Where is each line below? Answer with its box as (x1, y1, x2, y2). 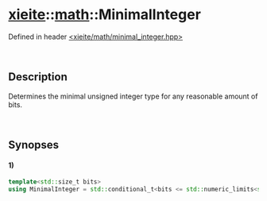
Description (8, 70, 68, 84)
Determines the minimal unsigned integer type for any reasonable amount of (8, 91, 258, 101)
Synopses (8, 138, 60, 152)
